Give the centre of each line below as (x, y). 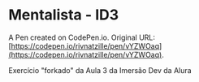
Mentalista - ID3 (64, 15)
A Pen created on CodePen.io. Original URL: (82, 37)
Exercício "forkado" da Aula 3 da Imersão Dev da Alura (100, 70)
